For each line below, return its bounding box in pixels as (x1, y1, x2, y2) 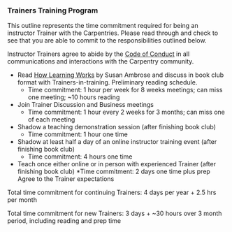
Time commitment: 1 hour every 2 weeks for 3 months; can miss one (27, 108, 225, 117)
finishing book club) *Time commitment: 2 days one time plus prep (17, 167, 211, 176)
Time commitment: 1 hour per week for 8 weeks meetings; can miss (27, 86, 223, 94)
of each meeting (27, 115, 75, 124)
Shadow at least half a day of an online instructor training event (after (17, 138, 217, 146)
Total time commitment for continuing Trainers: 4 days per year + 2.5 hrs (7, 188, 217, 197)
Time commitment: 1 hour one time (27, 130, 128, 138)
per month (7, 196, 37, 204)
